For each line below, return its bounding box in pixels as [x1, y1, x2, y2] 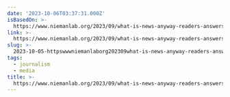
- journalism [13, 61, 51, 68]
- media [13, 67, 36, 74]
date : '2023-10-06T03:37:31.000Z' [7, 10, 106, 17]
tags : [7, 55, 23, 61]
